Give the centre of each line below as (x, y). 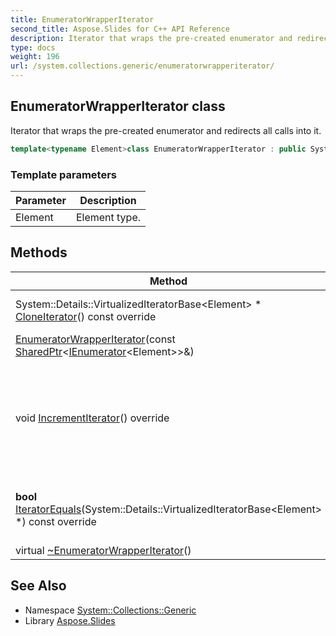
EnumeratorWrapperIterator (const (95, 339)
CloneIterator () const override (86, 316)
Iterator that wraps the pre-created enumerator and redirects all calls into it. (166, 130)
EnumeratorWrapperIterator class (118, 106)
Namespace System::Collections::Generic (110, 610)
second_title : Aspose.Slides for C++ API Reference (120, 29)
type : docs (33, 47)
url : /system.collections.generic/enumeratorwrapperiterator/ (142, 66)
